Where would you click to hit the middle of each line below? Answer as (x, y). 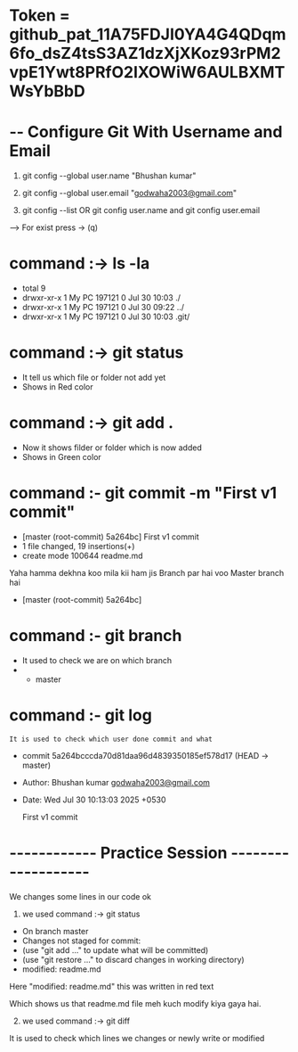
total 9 (34, 288)
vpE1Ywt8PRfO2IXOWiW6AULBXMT (147, 73)
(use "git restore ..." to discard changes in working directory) (133, 959)
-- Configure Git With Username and (146, 132)
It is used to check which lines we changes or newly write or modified (137, 1038)
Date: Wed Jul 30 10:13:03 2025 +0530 (94, 800)
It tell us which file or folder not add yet (94, 377)
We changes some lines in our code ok (80, 896)
